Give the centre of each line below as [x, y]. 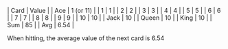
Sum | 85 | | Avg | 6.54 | [41, 25]
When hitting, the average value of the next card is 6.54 [86, 38]
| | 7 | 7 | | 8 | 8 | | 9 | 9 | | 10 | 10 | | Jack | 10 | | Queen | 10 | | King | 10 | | [110, 18]
